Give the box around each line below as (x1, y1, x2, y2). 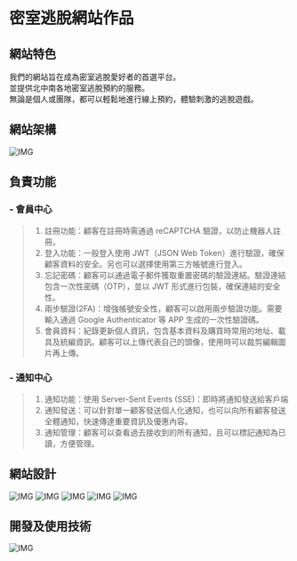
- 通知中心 (9, 372, 52, 384)
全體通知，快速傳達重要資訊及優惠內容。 (44, 415, 193, 427)
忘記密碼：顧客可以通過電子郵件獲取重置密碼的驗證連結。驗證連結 (44, 269, 286, 280)
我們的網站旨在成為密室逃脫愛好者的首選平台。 (9, 72, 181, 82)
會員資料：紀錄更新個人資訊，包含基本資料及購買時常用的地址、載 (44, 325, 286, 336)
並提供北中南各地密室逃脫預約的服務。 (9, 83, 149, 93)
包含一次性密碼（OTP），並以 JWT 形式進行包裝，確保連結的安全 (44, 281, 281, 292)
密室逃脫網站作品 (9, 8, 135, 28)
